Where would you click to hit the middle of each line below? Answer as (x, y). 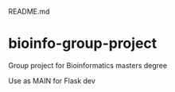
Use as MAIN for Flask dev (52, 80)
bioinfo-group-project (83, 44)
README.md (29, 11)
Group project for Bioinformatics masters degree (88, 65)
